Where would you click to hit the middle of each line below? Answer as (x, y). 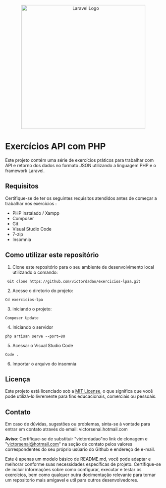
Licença (18, 379)
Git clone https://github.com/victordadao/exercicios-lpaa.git (74, 281)
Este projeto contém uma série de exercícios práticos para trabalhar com (80, 160)
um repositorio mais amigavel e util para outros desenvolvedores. (72, 480)
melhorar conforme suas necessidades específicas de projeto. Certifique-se (83, 464)
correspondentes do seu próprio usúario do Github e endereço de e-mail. (80, 449)
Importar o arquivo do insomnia (44, 364)
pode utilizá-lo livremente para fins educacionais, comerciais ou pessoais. (81, 396)
